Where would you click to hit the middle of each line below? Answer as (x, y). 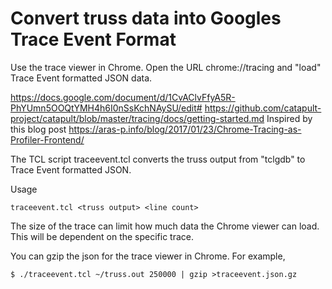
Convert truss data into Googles (146, 18)
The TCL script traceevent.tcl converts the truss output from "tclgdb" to (158, 159)
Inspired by (289, 118)
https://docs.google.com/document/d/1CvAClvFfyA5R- (123, 97)
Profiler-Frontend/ (47, 139)
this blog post (38, 129)
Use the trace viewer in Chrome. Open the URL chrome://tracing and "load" (166, 67)
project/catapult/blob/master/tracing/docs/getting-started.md (137, 118)
